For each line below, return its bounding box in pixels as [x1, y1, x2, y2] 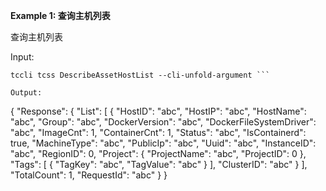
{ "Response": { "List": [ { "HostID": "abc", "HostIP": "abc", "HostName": [10, 105, 307, 117]
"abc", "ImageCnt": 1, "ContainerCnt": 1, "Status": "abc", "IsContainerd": [10, 127, 307, 138]
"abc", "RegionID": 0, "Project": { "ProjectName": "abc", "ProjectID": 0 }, [10, 148, 307, 159]
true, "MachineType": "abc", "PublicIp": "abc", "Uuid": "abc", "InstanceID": [10, 137, 317, 149]
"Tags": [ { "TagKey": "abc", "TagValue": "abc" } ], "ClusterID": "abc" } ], [10, 159, 308, 170]
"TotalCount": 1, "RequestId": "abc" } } [10, 169, 168, 181]
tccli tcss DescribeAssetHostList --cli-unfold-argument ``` [10, 70, 271, 80]
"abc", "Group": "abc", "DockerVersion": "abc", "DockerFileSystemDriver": [10, 116, 317, 128]
